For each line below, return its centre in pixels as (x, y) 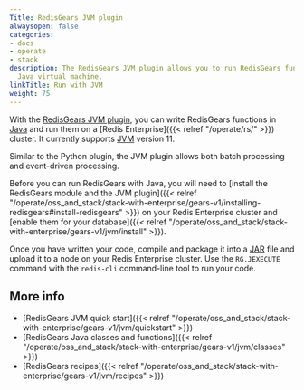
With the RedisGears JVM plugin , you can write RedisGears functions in (143, 119)
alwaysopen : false (44, 26)
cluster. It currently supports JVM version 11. (92, 138)
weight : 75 (30, 93)
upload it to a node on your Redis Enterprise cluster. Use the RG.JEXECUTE (145, 258)
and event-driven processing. (64, 166)
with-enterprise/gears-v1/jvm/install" (78, 231)
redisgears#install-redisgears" (66, 212)
